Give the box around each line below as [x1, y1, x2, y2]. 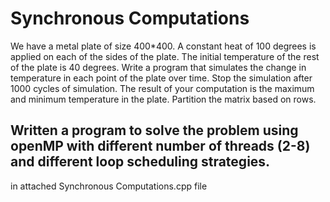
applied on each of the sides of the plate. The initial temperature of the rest [10, 50, 320, 62]
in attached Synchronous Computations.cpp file [10, 180, 208, 192]
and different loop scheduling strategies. [10, 153, 271, 171]
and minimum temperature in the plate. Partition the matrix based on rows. [10, 93, 317, 105]
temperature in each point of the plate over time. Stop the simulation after [10, 72, 313, 84]
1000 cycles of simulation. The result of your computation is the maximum [10, 82, 315, 94]
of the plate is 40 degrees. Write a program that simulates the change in [10, 61, 307, 73]
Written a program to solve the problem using [10, 122, 299, 139]
